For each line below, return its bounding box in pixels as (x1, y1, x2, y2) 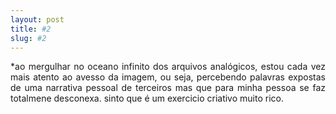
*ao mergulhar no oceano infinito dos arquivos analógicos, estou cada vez (10, 61, 326, 73)
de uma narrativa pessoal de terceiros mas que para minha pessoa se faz (10, 82, 326, 94)
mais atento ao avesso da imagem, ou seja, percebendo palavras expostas (10, 71, 326, 83)
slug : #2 (10, 33, 47, 43)
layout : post (10, 14, 65, 25)
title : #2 (10, 24, 52, 34)
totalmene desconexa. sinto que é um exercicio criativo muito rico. (10, 92, 284, 105)
